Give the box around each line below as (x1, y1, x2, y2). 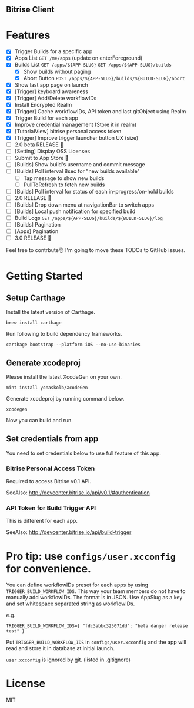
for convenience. (6, 562, 91, 575)
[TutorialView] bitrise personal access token (14, 128, 122, 135)
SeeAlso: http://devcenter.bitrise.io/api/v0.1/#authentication (6, 489, 150, 496)
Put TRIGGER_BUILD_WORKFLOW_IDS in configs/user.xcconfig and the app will (6, 638, 186, 645)
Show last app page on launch (14, 81, 88, 88)
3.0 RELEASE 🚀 (14, 234, 52, 241)
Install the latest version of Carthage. (6, 309, 96, 316)
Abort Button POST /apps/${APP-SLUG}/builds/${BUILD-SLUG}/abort (23, 74, 185, 81)
